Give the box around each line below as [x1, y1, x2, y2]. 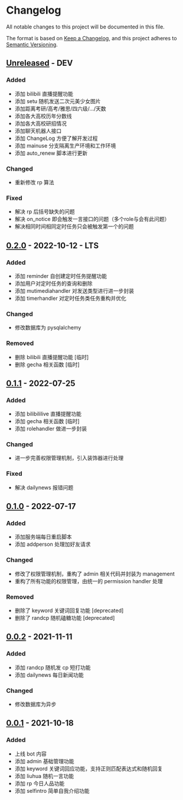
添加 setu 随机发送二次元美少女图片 [14, 97, 102, 104]
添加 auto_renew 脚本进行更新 [14, 149, 88, 156]
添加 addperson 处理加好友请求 [14, 540, 91, 548]
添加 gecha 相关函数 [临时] [14, 418, 80, 425]
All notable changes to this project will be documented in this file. [6, 23, 165, 30]
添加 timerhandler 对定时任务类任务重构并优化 [14, 295, 127, 302]
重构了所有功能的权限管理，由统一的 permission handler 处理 [14, 577, 164, 584]
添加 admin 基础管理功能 [14, 757, 75, 764]
